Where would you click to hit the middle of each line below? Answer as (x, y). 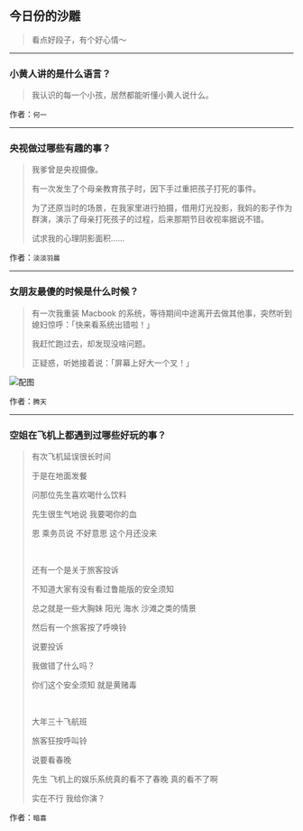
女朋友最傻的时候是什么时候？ (74, 291)
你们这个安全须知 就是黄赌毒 (84, 685)
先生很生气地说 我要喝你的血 (84, 514)
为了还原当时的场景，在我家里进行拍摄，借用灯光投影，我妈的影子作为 (162, 208)
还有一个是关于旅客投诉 (75, 570)
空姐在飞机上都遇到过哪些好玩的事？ (88, 435)
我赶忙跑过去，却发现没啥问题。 (91, 343)
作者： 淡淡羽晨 (35, 258)
